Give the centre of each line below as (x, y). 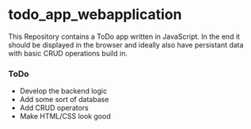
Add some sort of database (64, 100)
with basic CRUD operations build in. (68, 53)
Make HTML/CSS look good (65, 116)
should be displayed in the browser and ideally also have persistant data (126, 44)
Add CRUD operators (54, 108)
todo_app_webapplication (95, 15)
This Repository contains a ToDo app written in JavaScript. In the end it (124, 36)
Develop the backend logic (63, 91)
